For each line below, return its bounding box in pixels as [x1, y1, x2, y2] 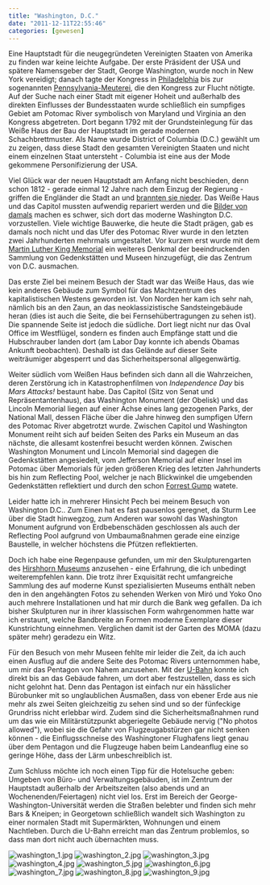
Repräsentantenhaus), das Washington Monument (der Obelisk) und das [8, 396, 248, 405]
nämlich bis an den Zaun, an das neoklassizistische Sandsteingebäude [8, 303, 243, 313]
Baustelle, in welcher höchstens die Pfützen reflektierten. [8, 539, 198, 549]
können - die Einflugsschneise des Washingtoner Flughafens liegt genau [8, 733, 249, 743]
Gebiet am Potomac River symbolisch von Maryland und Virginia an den [8, 109, 247, 118]
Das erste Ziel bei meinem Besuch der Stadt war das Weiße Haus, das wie [8, 277, 255, 287]
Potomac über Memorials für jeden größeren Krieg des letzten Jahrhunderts [8, 464, 261, 474]
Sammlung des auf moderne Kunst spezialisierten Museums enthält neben [8, 581, 255, 591]
